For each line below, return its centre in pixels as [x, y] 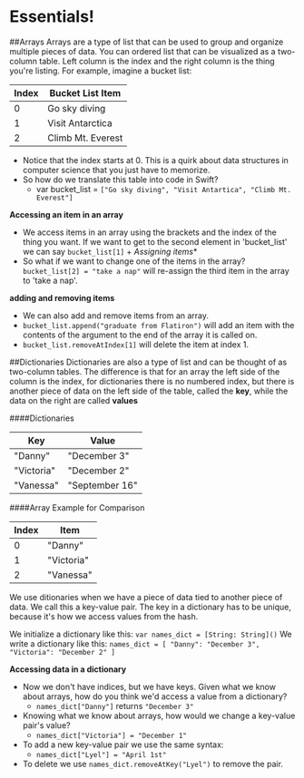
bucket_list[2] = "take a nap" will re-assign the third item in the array [156, 270]
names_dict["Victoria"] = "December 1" [112, 735]
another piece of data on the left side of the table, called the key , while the [149, 391]
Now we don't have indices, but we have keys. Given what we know [149, 686]
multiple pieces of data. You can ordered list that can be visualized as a [142, 51]
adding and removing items [62, 297]
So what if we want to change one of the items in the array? [134, 261]
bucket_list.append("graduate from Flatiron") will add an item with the [158, 325]
